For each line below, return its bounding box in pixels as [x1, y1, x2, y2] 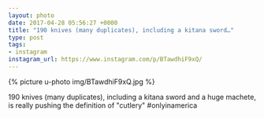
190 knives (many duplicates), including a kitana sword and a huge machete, [8, 92, 256, 101]
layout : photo [8, 11, 55, 20]
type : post [8, 33, 44, 42]
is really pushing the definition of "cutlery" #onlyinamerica [8, 100, 198, 110]
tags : [8, 41, 26, 49]
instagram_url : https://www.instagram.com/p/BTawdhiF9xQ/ [8, 56, 203, 64]
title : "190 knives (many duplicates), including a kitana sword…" [8, 26, 235, 34]
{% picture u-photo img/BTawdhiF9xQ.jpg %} [8, 76, 155, 87]
